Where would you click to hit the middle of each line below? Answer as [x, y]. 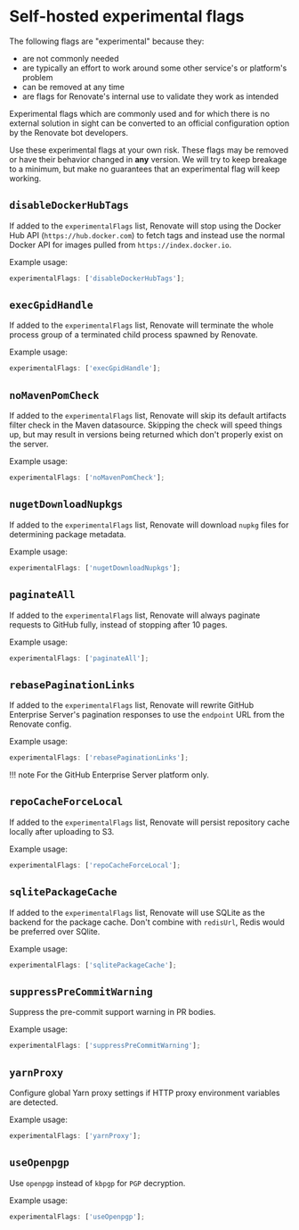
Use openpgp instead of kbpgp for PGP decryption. [97, 1183]
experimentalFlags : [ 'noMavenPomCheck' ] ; [87, 478]
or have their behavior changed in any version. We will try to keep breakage [148, 159]
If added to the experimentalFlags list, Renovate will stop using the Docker [145, 226]
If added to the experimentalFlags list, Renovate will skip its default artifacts [148, 416]
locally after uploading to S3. [62, 831]
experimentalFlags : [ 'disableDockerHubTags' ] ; [97, 278]
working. [25, 178]
